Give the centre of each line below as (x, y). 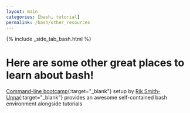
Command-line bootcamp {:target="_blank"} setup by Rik (74, 91)
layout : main (22, 11)
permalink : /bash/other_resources (48, 22)
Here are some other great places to (95, 63)
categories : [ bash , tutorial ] (43, 17)
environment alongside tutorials (44, 104)
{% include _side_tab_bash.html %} (49, 39)
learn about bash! (50, 75)
